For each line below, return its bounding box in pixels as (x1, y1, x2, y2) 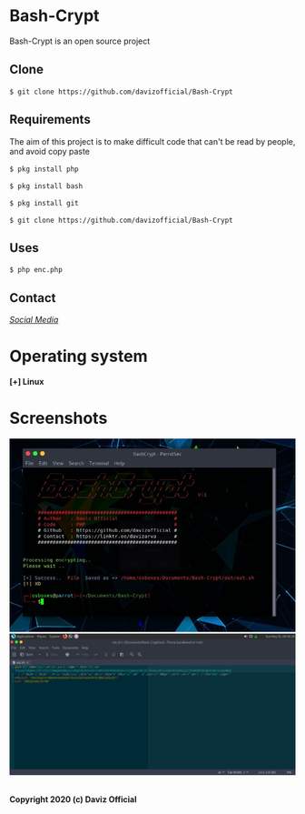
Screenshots (9, 408, 108, 428)
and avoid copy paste (9, 146, 91, 156)
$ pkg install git (9, 198, 79, 207)
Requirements (9, 112, 91, 127)
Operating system (9, 347, 148, 367)
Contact (9, 290, 56, 306)
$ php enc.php (9, 266, 64, 275)
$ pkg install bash (9, 181, 84, 191)
